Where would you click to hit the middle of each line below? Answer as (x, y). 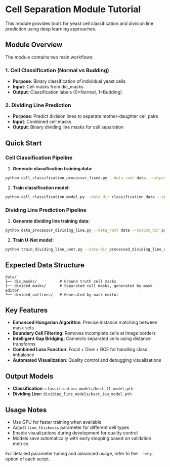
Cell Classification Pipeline (39, 158)
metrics (20, 444)
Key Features (27, 310)
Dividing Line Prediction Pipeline (46, 210)
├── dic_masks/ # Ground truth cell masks (61, 281)
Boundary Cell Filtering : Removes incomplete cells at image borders (84, 333)
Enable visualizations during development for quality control (75, 433)
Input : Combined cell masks (42, 122)
